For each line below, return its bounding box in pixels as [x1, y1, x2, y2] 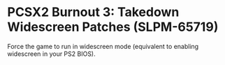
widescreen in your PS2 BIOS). [7, 50, 96, 58]
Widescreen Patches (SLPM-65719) [7, 19, 219, 35]
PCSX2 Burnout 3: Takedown [7, 4, 180, 20]
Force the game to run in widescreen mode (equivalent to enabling [7, 42, 199, 50]
